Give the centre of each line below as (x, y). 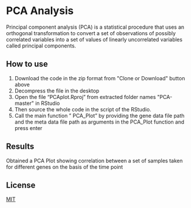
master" (24, 103)
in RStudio (47, 103)
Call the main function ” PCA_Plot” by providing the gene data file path (99, 115)
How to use (27, 64)
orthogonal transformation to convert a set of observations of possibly (91, 33)
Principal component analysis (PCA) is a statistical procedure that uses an (95, 27)
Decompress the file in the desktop (57, 91)
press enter (28, 128)
